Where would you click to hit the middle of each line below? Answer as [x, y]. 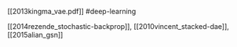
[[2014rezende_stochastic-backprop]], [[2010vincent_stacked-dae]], [118, 26]
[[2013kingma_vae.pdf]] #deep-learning [72, 11]
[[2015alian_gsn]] [35, 35]
